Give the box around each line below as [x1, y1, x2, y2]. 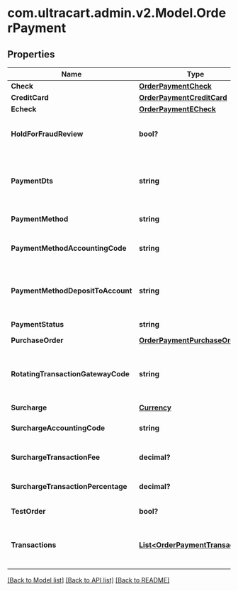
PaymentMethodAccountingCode [11, 243, 127, 253]
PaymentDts [11, 176, 54, 186]
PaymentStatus [11, 320, 64, 329]
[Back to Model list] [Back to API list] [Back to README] [7, 576, 170, 584]
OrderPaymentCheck [139, 81, 212, 91]
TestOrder [11, 507, 46, 516]
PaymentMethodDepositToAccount [11, 286, 132, 295]
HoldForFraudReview [11, 129, 84, 139]
